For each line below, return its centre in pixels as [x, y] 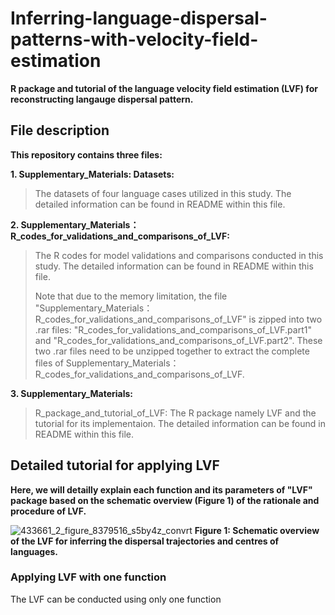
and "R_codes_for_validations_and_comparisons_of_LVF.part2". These [178, 340]
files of [49, 363]
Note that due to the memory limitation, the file [131, 296]
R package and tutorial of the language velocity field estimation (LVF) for [164, 88]
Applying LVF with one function [88, 577]
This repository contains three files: [86, 154]
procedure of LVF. [48, 511]
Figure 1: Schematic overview [257, 530]
